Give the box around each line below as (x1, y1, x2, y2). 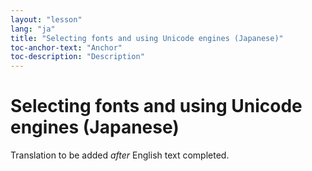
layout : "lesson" (10, 14, 83, 25)
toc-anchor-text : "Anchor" (10, 42, 123, 53)
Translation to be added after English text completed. (10, 149, 230, 161)
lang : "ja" (10, 24, 56, 34)
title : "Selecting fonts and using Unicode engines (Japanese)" (10, 33, 284, 43)
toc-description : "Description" (10, 52, 145, 62)
